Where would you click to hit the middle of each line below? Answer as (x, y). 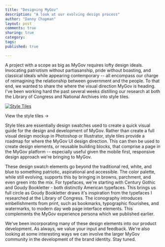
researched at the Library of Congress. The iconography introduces (74, 198)
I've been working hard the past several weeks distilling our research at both (83, 91)
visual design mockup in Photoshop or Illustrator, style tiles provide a (75, 136)
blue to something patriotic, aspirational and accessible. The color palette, (80, 172)
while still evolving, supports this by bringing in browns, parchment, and (78, 177)
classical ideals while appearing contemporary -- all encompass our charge (82, 75)
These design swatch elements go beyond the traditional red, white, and (78, 166)
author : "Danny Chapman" (31, 19)
